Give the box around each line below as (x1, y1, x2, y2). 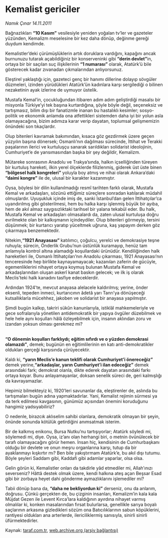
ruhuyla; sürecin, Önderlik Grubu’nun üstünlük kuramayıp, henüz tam (5, 243, 148, 249)
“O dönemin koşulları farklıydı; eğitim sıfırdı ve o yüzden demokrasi (5, 336, 149, 342)
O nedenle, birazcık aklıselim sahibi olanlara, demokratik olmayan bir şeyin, (5, 413, 160, 419)
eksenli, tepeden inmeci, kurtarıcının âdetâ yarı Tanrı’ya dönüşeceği (5, 289, 145, 295)
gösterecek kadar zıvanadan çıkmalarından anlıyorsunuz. (5, 66, 123, 72)
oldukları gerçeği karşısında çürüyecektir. (5, 346, 91, 353)
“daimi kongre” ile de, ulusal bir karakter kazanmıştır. (5, 175, 115, 181)
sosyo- (139, 107, 154, 113)
